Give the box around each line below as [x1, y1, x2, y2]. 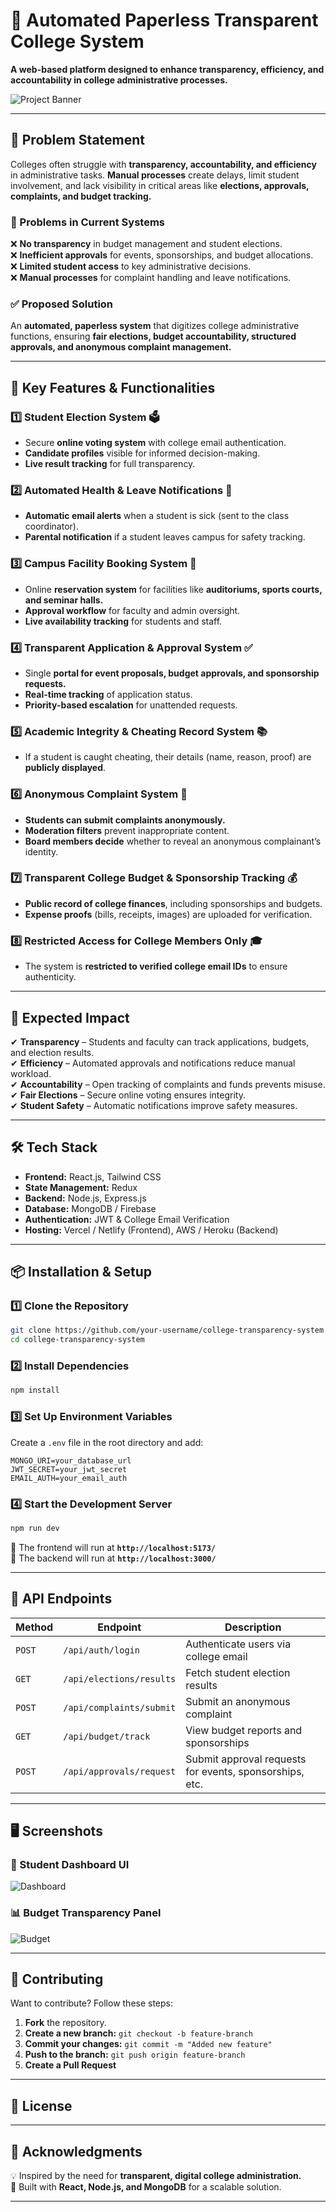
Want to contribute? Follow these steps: [10, 1997, 174, 2009]
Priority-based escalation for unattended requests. [24, 699, 238, 711]
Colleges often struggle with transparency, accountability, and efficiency [10, 158, 317, 170]
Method [15, 1620, 54, 1634]
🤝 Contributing [10, 1971, 104, 1988]
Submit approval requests [185, 1752, 307, 1766]
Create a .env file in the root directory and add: [10, 1436, 204, 1448]
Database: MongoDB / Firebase [24, 1202, 157, 1214]
